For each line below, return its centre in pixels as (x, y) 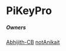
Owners (16, 27)
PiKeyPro (29, 11)
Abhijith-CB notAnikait (33, 42)
